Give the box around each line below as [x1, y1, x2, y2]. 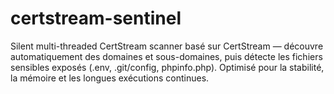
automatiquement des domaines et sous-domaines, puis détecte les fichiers [10, 50, 323, 62]
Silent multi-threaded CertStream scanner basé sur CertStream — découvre [10, 40, 324, 52]
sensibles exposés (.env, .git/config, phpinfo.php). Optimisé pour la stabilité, [10, 61, 325, 73]
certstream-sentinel [10, 7, 182, 30]
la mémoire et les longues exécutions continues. [10, 72, 210, 84]
